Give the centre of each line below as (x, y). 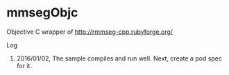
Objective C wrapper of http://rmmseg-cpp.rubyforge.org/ (90, 32)
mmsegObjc (42, 13)
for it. (24, 65)
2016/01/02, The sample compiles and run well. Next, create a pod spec (119, 58)
